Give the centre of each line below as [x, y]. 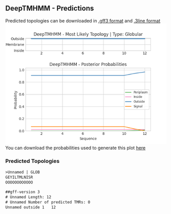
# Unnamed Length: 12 [28, 197]
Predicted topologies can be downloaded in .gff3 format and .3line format [83, 20]
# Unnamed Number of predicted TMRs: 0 [48, 202]
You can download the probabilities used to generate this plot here [76, 148]
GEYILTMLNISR [19, 177]
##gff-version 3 [23, 192]
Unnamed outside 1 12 [31, 207]
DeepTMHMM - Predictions [50, 8]
